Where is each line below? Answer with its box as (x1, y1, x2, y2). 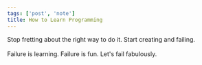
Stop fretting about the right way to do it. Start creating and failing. (7, 35, 196, 43)
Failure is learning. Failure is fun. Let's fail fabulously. (7, 49, 157, 58)
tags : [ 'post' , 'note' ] (7, 10, 76, 17)
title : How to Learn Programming (7, 16, 103, 23)
